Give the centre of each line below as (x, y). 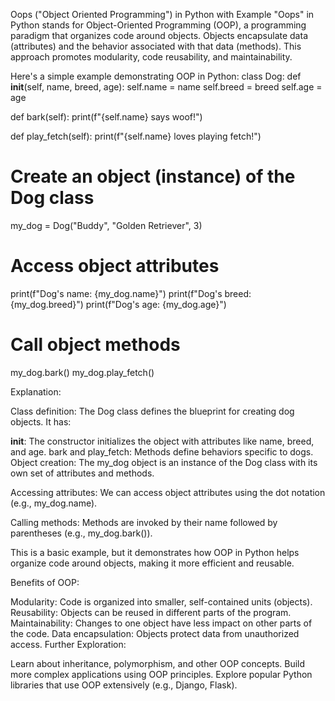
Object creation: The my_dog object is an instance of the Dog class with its (164, 462)
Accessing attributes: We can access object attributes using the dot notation (168, 492)
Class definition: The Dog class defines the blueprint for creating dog (152, 411)
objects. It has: (41, 421)
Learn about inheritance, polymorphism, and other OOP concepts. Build (158, 663)
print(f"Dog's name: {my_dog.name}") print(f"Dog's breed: (131, 293)
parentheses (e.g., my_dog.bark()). (81, 533)
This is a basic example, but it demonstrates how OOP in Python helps (155, 552)
